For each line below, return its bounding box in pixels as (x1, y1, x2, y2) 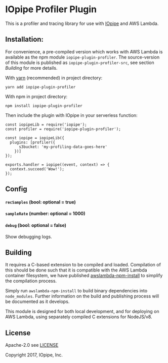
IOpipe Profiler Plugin (5, 4, 97, 15)
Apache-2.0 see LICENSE (5, 342, 59, 348)
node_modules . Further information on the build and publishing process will (5, 293, 159, 299)
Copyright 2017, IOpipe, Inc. (5, 352, 63, 358)
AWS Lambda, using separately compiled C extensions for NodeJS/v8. (5, 314, 153, 320)
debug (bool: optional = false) (5, 222, 67, 228)
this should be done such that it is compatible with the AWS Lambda (5, 267, 148, 273)
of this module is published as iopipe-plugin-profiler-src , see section (5, 59, 154, 66)
